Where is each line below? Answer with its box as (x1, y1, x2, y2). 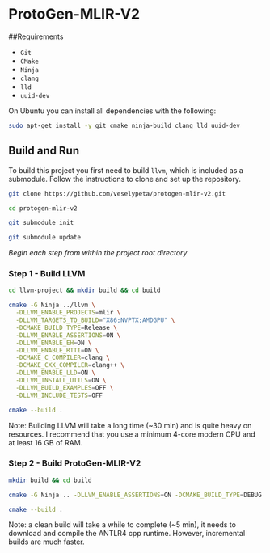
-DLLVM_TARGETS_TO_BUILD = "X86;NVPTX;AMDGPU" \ (15, 316, 175, 324)
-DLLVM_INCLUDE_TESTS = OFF (15, 391, 103, 399)
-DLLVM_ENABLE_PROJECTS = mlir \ (15, 309, 121, 317)
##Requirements (8, 32, 64, 41)
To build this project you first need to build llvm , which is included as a (8, 165, 244, 175)
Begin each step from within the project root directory (8, 248, 188, 258)
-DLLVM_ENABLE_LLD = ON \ (15, 369, 95, 377)
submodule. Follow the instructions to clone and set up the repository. (8, 174, 241, 184)
